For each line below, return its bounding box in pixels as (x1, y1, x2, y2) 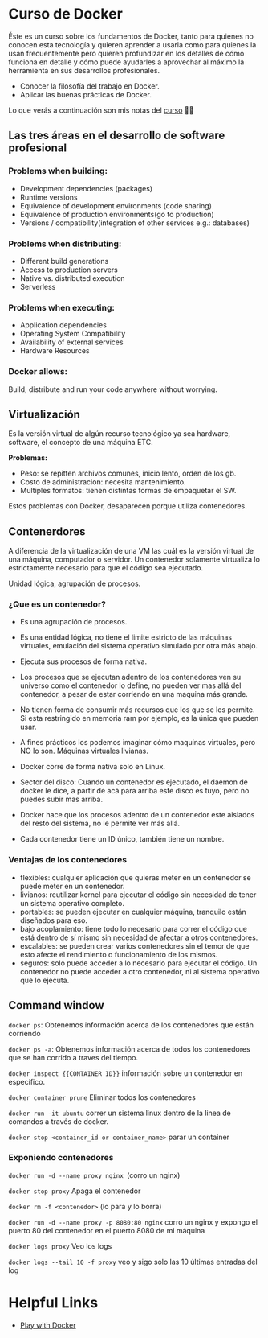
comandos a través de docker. (8, 1116, 109, 1126)
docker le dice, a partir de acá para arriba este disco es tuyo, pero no (19, 786, 250, 796)
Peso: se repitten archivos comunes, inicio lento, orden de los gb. (19, 468, 237, 479)
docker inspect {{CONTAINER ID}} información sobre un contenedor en (8, 1068, 243, 1078)
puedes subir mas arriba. (19, 794, 103, 805)
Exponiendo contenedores (8, 1152, 114, 1163)
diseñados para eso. (19, 915, 88, 925)
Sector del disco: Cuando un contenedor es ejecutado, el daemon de (19, 777, 249, 787)
